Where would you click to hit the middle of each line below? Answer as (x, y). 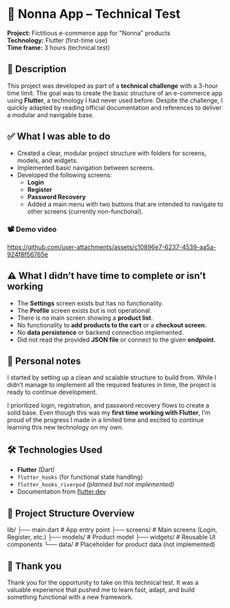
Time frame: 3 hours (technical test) (59, 47)
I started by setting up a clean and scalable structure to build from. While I (112, 377)
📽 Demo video (32, 229)
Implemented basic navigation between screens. (85, 167)
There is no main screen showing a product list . (85, 318)
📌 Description (37, 69)
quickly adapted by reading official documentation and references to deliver (114, 107)
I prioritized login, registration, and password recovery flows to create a (108, 406)
